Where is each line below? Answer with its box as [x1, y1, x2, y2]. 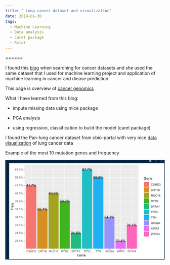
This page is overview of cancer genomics [5, 85, 94, 91]
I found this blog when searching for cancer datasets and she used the [5, 64, 153, 71]
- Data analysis [10, 29, 44, 35]
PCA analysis [12, 115, 40, 121]
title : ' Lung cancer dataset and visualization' [5, 8, 112, 13]
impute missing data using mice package [12, 105, 98, 111]
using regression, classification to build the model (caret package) [12, 124, 151, 130]
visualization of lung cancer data [5, 140, 73, 146]
